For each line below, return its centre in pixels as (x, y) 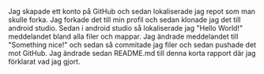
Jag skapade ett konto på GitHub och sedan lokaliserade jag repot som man (132, 11)
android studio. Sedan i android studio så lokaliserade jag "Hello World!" (126, 28)
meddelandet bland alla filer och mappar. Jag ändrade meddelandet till (123, 36)
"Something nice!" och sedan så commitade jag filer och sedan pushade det (132, 45)
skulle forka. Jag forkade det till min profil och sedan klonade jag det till (124, 20)
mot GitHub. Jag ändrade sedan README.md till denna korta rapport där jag (132, 53)
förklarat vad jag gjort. (44, 61)
